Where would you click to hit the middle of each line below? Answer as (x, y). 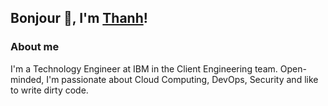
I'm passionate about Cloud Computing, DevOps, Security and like (182, 79)
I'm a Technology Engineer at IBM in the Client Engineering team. (144, 68)
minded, (27, 79)
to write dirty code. (49, 90)
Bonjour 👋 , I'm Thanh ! (79, 18)
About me (35, 47)
